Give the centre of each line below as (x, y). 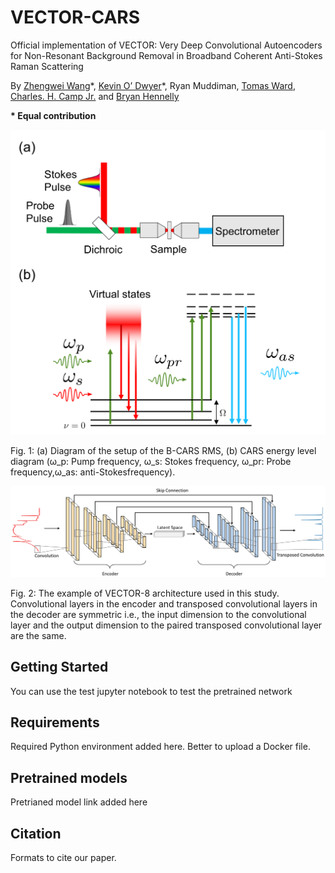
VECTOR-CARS (75, 17)
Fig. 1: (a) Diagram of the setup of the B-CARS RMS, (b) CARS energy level (163, 450)
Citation (36, 833)
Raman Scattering (47, 66)
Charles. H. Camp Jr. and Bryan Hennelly (95, 96)
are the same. (38, 635)
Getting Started (59, 667)
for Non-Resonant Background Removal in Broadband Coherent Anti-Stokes (166, 55)
